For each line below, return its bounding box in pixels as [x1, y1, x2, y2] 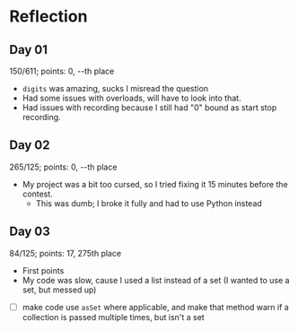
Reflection [9, 6, 88, 27]
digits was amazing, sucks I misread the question [22, 83, 209, 93]
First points [22, 265, 65, 275]
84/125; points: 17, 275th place [9, 248, 122, 258]
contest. [22, 188, 54, 199]
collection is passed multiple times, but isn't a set [22, 311, 205, 322]
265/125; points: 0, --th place [9, 161, 118, 172]
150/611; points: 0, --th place [9, 65, 115, 76]
